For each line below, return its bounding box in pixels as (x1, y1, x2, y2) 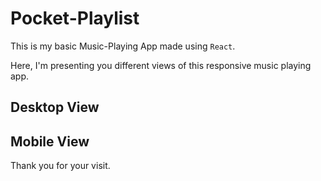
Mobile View (10, 133, 90, 150)
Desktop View (10, 99, 100, 116)
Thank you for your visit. (10, 160, 111, 172)
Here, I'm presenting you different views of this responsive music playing (10, 59, 312, 71)
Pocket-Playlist (10, 7, 140, 30)
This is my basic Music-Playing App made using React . (10, 40, 236, 52)
